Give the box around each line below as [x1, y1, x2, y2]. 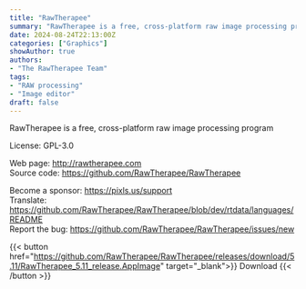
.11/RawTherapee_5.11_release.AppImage [9, 261, 161, 272]
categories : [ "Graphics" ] [9, 38, 107, 48]
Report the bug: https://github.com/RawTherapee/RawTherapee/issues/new [9, 224, 295, 234]
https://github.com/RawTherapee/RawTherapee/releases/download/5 [33, 251, 295, 262]
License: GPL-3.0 [9, 140, 75, 151]
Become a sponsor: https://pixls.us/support [9, 185, 173, 196]
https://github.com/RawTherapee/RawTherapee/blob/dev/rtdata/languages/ [9, 204, 294, 215]
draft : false [9, 97, 59, 107]
